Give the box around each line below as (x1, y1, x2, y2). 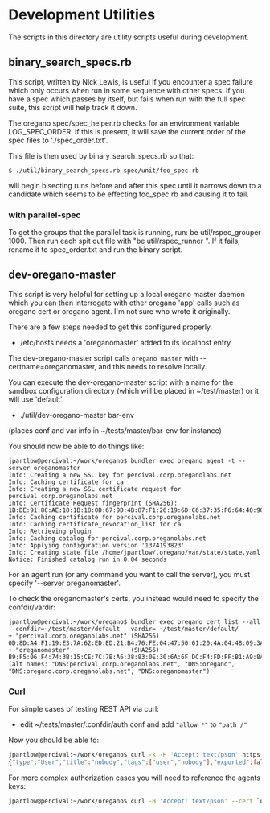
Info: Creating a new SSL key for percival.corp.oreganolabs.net (8, 471, 231, 479)
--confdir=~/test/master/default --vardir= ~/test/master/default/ (8, 625, 239, 633)
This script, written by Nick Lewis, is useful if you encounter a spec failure (8, 76, 253, 86)
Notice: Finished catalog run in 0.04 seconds (8, 555, 167, 563)
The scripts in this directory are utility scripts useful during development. (8, 32, 249, 42)
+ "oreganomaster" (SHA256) (8, 646, 160, 654)
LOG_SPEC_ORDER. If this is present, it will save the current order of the (8, 126, 247, 136)
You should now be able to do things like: (8, 441, 145, 451)
